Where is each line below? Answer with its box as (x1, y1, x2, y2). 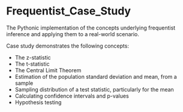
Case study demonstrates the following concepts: (6, 42, 129, 49)
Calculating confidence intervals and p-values (14, 92, 129, 99)
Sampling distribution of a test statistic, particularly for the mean (14, 86, 174, 93)
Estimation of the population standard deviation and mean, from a (14, 73, 177, 80)
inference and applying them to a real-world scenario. (6, 30, 140, 37)
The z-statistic (14, 54, 51, 61)
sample (14, 79, 34, 87)
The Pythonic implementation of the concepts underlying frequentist (6, 24, 176, 31)
